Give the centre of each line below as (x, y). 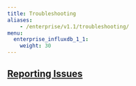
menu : (15, 33)
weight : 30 (36, 46)
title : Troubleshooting (42, 14)
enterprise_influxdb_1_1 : (51, 40)
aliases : (20, 20)
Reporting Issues (45, 74)
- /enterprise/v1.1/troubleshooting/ (75, 26)
